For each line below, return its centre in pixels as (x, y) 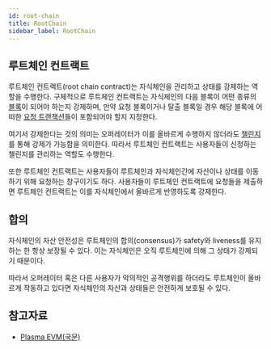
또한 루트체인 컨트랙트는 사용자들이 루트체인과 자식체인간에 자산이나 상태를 (126, 171)
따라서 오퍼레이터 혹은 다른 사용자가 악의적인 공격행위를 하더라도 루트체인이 (127, 278)
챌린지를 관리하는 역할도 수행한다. (61, 154)
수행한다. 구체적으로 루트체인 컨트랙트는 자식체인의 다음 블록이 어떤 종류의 (140, 97)
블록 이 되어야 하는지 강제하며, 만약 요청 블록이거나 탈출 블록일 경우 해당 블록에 (131, 107)
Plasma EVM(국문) (50, 337)
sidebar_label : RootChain (52, 31)
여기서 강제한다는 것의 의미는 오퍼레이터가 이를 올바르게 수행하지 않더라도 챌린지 (135, 134)
